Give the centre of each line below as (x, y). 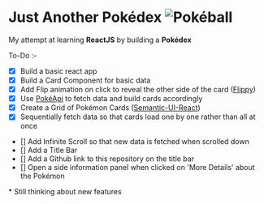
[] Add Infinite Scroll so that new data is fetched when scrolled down (134, 142)
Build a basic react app (58, 71)
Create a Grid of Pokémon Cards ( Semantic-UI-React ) (110, 108)
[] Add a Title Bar (49, 151)
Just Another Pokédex (85, 17)
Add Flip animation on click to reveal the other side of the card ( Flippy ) (138, 90)
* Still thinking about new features (65, 192)
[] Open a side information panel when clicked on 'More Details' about (137, 168)
